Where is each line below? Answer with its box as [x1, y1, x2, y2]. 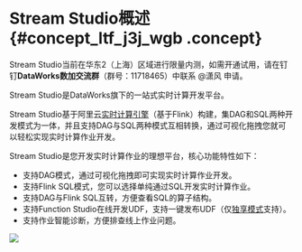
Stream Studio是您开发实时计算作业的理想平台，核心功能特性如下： [9, 150, 260, 161]
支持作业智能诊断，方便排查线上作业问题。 [22, 214, 181, 226]
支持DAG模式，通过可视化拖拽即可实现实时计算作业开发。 [22, 169, 237, 181]
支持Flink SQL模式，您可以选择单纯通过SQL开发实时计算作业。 [22, 181, 255, 191]
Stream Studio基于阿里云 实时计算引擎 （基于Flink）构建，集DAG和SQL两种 [9, 108, 286, 119]
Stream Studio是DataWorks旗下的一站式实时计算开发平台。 [9, 89, 229, 100]
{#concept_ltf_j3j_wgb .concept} [9, 28, 263, 49]
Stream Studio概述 [9, 8, 151, 29]
